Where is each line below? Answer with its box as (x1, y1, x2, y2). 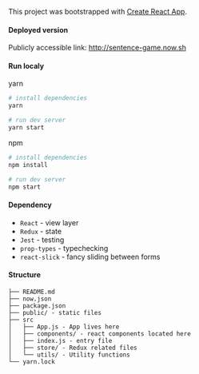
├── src (8, 316, 34, 324)
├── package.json (8, 301, 66, 310)
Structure (8, 270, 42, 280)
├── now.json (8, 295, 52, 303)
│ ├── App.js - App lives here (8, 323, 120, 331)
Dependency (8, 200, 52, 209)
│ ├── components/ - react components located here (8, 329, 192, 338)
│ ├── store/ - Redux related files (8, 344, 137, 352)
